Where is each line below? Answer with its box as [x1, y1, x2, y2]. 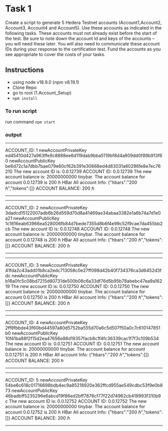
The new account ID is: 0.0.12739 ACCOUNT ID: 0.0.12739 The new [13, 168, 152, 175]
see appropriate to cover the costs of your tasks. [5, 51, 106, 57]
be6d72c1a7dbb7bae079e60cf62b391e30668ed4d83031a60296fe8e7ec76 [5, 163, 161, 169]
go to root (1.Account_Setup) [12, 89, 71, 95]
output [5, 131, 22, 138]
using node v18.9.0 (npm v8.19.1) [12, 79, 79, 85]
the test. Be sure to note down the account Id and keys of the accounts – [5, 35, 155, 41]
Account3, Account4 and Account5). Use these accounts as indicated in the [5, 24, 162, 30]
